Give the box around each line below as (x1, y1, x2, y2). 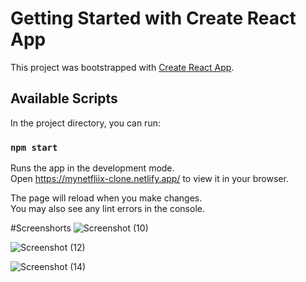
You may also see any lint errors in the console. (10, 203, 205, 215)
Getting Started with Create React (10, 7, 297, 30)
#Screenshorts (10, 222, 72, 234)
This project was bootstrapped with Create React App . (10, 61, 235, 73)
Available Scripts (10, 90, 118, 107)
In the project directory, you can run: (10, 117, 161, 129)
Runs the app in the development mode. (10, 162, 175, 174)
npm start (10, 142, 58, 153)
